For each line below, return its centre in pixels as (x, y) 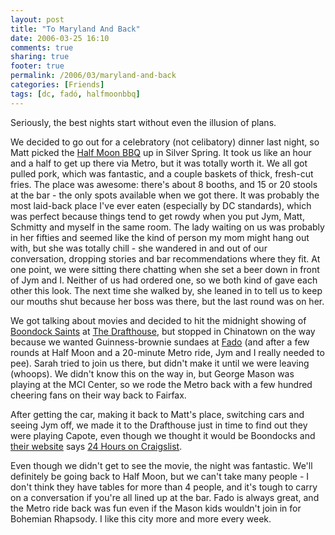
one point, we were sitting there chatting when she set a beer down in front (165, 269)
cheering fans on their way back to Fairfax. (98, 395)
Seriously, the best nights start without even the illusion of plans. (143, 122)
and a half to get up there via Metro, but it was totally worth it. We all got (159, 163)
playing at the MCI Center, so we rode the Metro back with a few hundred (161, 384)
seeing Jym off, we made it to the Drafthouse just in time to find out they (159, 425)
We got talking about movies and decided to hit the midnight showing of (158, 320)
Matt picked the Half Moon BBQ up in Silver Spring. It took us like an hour (161, 152)
